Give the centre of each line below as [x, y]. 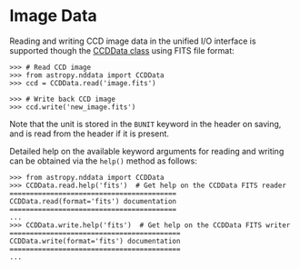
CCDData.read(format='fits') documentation [93, 201]
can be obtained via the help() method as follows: [103, 161]
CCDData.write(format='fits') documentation [95, 241]
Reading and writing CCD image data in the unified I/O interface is [133, 41]
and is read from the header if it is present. [90, 134]
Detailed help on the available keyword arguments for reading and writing [147, 151]
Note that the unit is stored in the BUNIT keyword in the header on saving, [145, 124]
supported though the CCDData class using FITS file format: [122, 50]
